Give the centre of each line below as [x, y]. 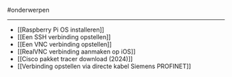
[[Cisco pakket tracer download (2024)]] [75, 59]
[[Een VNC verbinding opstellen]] [64, 44]
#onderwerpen [28, 10]
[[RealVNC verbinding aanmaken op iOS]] [76, 52]
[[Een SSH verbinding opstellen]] [64, 37]
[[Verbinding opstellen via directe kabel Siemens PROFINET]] [104, 66]
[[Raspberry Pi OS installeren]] [61, 30]
